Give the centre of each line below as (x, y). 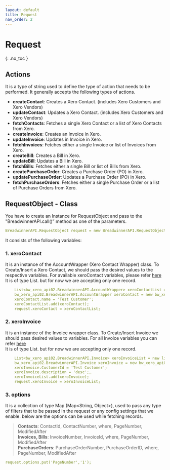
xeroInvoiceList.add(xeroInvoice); (52, 377)
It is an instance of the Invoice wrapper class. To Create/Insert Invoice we (82, 333)
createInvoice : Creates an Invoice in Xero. (57, 134)
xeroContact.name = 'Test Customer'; (54, 299)
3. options (18, 395)
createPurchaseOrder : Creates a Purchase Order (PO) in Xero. (78, 172)
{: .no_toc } (17, 58)
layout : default (22, 10)
